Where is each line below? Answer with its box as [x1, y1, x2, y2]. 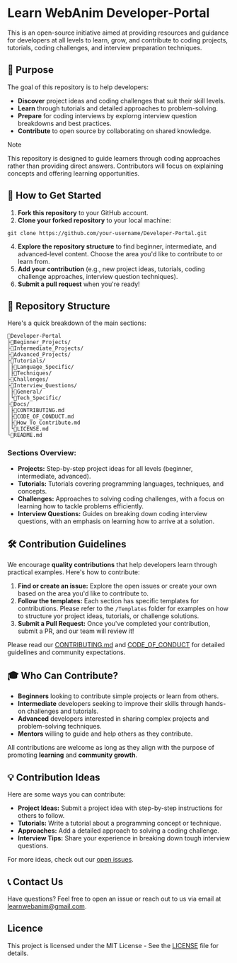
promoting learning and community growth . [7, 751, 138, 759]
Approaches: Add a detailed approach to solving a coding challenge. [17, 826, 219, 835]
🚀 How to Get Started [7, 190, 102, 202]
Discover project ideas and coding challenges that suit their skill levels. [17, 96, 226, 105]
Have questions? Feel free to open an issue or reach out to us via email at [7, 894, 221, 903]
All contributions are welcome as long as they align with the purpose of [7, 743, 214, 752]
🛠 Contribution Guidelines [7, 538, 127, 550]
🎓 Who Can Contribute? [7, 669, 119, 681]
